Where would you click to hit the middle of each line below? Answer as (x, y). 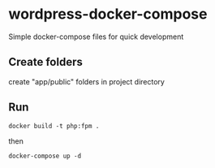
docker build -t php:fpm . (54, 126)
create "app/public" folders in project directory (86, 81)
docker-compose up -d (45, 156)
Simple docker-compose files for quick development (96, 37)
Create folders (45, 62)
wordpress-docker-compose (108, 14)
